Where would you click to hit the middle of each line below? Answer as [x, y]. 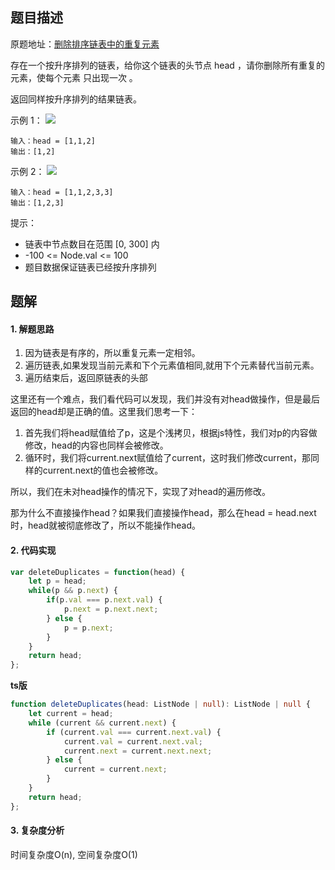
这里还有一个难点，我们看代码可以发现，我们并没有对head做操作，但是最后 [165, 399]
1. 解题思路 [32, 329]
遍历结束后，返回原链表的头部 [86, 378]
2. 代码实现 [33, 550]
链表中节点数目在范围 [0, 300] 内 [92, 244]
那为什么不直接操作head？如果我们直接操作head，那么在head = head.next [163, 513]
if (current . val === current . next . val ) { [134, 732]
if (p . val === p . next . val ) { [104, 600]
